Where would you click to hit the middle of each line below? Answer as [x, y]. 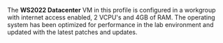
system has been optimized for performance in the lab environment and [110, 25]
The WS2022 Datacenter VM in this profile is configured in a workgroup [111, 10]
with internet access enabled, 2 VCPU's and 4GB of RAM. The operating [111, 17]
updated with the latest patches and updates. [72, 32]
